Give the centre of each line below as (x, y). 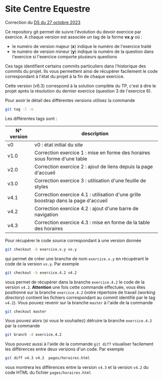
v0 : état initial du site (59, 145)
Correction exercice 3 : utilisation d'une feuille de (90, 181)
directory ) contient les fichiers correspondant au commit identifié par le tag (80, 297)
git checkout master (26, 312)
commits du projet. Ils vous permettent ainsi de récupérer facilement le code (81, 71)
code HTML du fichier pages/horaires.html (48, 373)
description (95, 133)
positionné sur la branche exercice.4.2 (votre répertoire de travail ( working (80, 292)
